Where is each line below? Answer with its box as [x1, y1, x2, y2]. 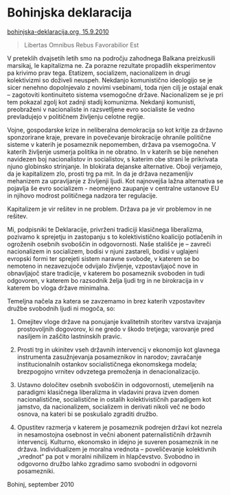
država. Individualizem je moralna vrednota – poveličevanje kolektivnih [16, 445, 217, 453]
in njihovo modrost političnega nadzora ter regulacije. [7, 191, 158, 200]
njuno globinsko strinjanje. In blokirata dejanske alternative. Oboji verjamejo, [7, 162, 222, 170]
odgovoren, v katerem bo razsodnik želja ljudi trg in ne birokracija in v [7, 276, 204, 284]
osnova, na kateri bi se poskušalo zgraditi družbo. [16, 410, 159, 418]
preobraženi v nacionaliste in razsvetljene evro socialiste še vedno [7, 105, 195, 113]
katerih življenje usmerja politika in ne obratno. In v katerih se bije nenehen [7, 148, 218, 156]
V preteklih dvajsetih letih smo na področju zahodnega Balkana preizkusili [7, 54, 216, 62]
